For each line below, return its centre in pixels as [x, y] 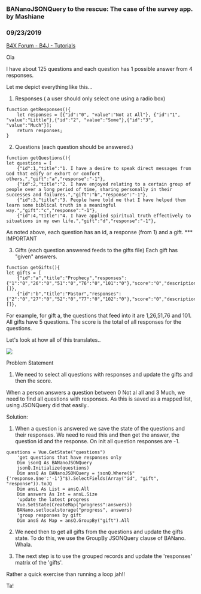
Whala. [24, 545]
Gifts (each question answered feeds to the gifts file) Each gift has [96, 250]
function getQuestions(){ [38, 158]
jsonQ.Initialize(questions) [53, 468]
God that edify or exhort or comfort [53, 174]
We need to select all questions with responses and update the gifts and [104, 375]
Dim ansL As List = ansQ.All [53, 489]
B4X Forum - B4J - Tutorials [41, 46]
